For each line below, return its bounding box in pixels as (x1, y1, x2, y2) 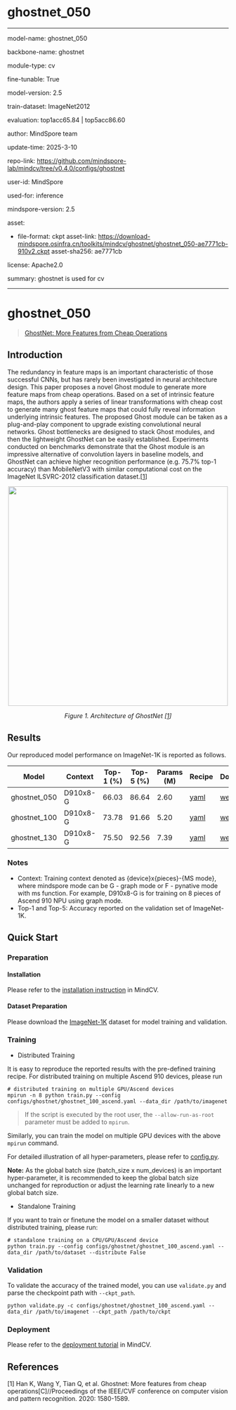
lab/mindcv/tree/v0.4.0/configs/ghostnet (7, 164, 125, 172)
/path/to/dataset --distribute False (35, 1248, 146, 1256)
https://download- (98, 232, 151, 240)
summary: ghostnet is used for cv (7, 274, 105, 282)
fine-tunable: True (7, 74, 60, 83)
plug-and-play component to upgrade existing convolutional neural (7, 419, 202, 429)
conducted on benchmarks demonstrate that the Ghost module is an (7, 442, 205, 450)
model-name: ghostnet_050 (7, 34, 88, 42)
